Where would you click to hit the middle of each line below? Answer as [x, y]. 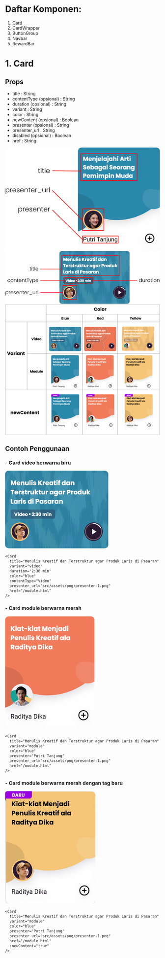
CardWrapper [26, 28]
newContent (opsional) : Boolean [45, 120]
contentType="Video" [30, 581]
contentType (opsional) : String [43, 99]
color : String [25, 114]
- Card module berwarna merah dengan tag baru [64, 783]
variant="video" [26, 566]
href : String [24, 140]
